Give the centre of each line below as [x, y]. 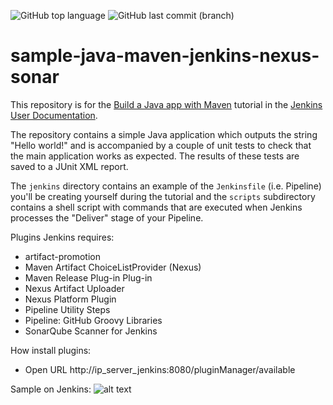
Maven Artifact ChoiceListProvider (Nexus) [113, 267]
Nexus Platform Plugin [70, 299]
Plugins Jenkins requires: [62, 237]
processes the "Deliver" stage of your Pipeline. [107, 217]
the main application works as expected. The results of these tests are [155, 156]
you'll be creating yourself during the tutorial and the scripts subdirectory [163, 196]
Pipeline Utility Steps [67, 309]
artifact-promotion [62, 256]
